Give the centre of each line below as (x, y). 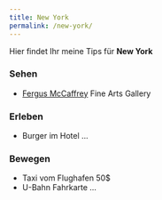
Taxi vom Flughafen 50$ (66, 178)
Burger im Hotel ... (55, 136)
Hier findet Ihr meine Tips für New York (81, 51)
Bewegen (30, 159)
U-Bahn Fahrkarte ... (59, 188)
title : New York (39, 17)
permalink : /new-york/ (51, 26)
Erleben (27, 116)
